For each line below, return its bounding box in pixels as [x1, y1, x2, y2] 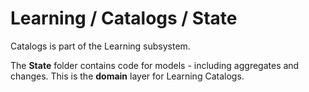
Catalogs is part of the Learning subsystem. [10, 40, 191, 52]
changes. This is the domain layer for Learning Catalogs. [10, 70, 245, 82]
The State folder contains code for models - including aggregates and [10, 59, 300, 71]
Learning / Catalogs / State [10, 7, 238, 30]
